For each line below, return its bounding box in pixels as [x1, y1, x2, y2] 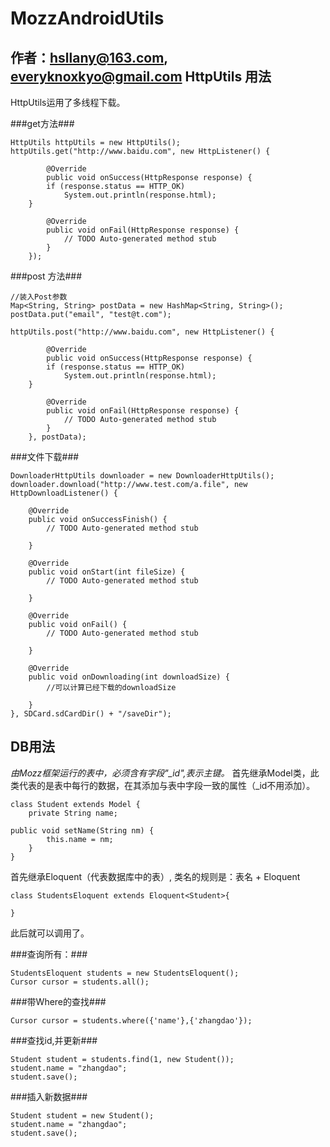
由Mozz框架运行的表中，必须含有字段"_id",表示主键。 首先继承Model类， [10, 767, 311, 779]
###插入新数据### [10, 1090, 88, 1102]
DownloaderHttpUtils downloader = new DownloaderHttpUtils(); [10, 471, 275, 481]
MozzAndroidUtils [10, 7, 165, 30]
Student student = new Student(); [10, 1110, 155, 1121]
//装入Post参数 [10, 292, 68, 302]
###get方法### [10, 118, 75, 129]
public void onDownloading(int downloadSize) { [28, 672, 230, 682]
